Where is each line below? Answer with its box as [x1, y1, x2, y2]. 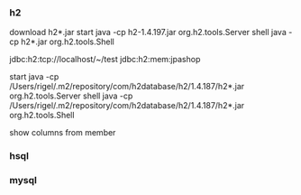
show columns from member [9, 127, 116, 138]
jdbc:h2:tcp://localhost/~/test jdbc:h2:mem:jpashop [9, 54, 201, 65]
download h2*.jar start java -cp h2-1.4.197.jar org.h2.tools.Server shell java [9, 27, 287, 38]
